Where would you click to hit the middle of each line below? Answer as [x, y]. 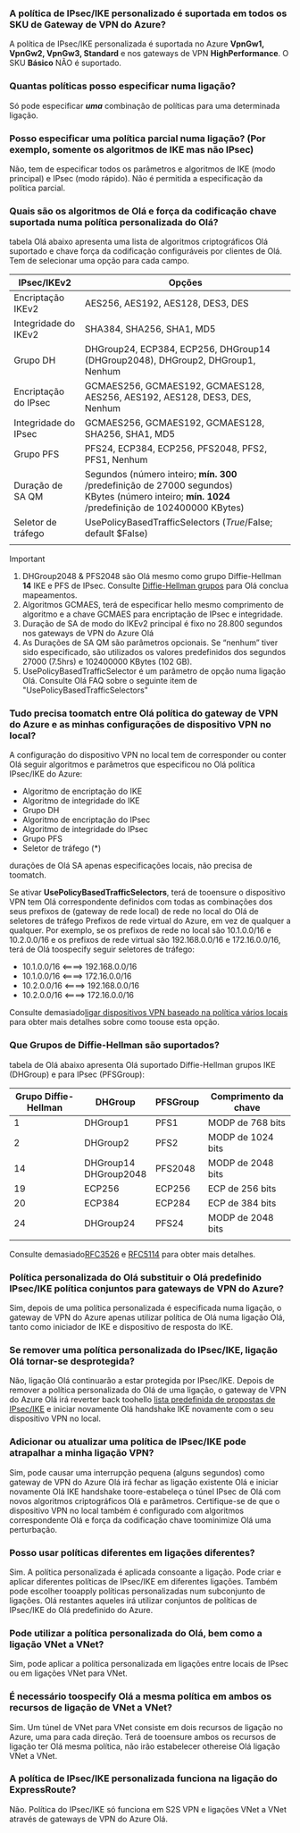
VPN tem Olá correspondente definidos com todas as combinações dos [141, 902]
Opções [185, 282]
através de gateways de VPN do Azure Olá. [88, 1819]
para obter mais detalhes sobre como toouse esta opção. [115, 1022]
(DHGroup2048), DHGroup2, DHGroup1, [170, 360]
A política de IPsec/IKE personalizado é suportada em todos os [148, 13]
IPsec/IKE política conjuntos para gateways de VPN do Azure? [146, 1288]
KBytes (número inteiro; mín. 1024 [157, 497]
